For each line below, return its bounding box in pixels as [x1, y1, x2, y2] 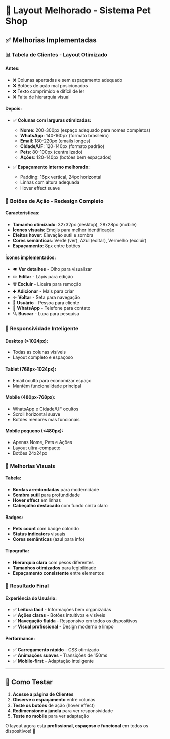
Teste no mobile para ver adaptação [12, 713, 89, 719]
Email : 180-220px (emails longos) [20, 138, 91, 144]
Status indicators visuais [12, 531, 66, 537]
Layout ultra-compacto [12, 445, 61, 451]
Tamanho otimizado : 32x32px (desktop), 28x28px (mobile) [12, 221, 137, 228]
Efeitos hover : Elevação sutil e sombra [12, 232, 94, 238]
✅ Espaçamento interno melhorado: [12, 164, 90, 170]
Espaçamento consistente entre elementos [12, 570, 104, 576]
